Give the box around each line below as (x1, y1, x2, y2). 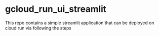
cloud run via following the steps (5, 25, 72, 31)
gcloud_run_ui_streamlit (5, 3, 107, 15)
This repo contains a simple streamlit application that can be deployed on (5, 20, 155, 26)
